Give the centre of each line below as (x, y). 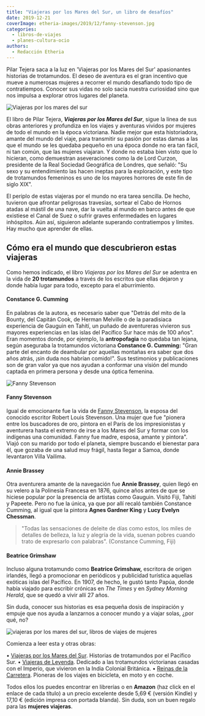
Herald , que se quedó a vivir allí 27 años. (58, 595)
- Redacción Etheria (38, 52)
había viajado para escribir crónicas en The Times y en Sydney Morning (97, 589)
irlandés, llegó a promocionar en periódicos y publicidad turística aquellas (99, 576)
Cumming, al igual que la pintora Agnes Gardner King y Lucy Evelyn (93, 510)
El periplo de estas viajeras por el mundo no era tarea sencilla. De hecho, (99, 196)
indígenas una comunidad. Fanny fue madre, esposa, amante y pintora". (97, 437)
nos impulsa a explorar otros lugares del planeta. (68, 95)
